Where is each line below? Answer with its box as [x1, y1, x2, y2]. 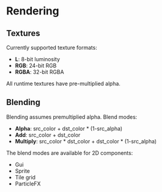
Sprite [14, 167, 30, 175]
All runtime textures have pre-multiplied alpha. [6, 80, 121, 87]
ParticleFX [14, 180, 41, 187]
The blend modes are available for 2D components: [6, 149, 133, 157]
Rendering [6, 4, 59, 18]
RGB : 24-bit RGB [14, 62, 57, 69]
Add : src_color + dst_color [14, 131, 81, 139]
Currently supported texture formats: [6, 44, 97, 51]
